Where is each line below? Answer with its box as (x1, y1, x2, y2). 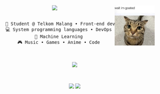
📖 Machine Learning (34, 34, 83, 39)
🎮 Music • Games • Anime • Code (17, 39, 100, 45)
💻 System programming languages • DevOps (5, 27, 112, 32)
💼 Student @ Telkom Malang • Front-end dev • (5, 21, 121, 27)
